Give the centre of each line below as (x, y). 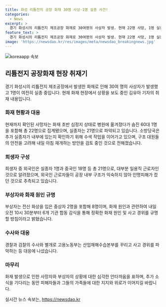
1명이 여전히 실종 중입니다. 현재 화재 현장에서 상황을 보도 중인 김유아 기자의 (82, 92)
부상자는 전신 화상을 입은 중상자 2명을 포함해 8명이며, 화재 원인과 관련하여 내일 (81, 207)
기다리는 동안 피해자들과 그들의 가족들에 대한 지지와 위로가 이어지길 (79, 283)
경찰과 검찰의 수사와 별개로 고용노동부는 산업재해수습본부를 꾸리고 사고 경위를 (80, 244)
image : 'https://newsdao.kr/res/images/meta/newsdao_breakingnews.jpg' (80, 42)
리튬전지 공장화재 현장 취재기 (46, 74)
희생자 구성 (18, 157)
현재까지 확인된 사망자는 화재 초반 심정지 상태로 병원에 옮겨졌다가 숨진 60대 (78, 124)
